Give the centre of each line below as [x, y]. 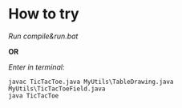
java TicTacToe [34, 96]
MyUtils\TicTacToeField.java [57, 89]
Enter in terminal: [37, 67]
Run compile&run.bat [43, 36]
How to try [44, 14]
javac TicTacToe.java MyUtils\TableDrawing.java [91, 82]
